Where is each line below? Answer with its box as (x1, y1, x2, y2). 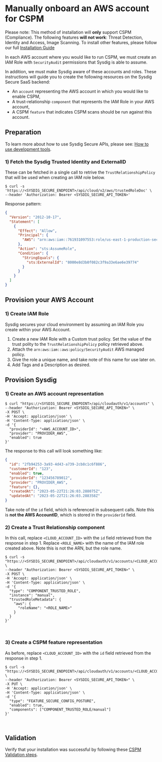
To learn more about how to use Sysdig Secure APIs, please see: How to (5, 141, 149, 147)
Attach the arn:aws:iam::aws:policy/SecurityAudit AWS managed (12, 346, 145, 352)
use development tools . (5, 146, 52, 152)
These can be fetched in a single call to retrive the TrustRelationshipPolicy (5, 169, 156, 175)
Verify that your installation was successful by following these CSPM (5, 746, 141, 752)
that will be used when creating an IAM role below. (5, 175, 105, 180)
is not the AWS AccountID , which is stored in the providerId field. (5, 512, 136, 518)
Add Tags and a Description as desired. (12, 362, 91, 368)
